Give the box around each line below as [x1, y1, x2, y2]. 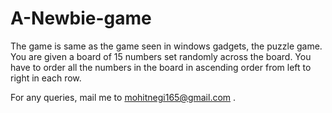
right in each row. [10, 72, 82, 84]
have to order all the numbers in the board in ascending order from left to [10, 61, 312, 73]
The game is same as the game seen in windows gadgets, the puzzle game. [10, 40, 323, 52]
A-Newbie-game [10, 7, 152, 30]
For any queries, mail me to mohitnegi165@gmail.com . [10, 91, 237, 103]
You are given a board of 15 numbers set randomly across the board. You [10, 50, 312, 62]
